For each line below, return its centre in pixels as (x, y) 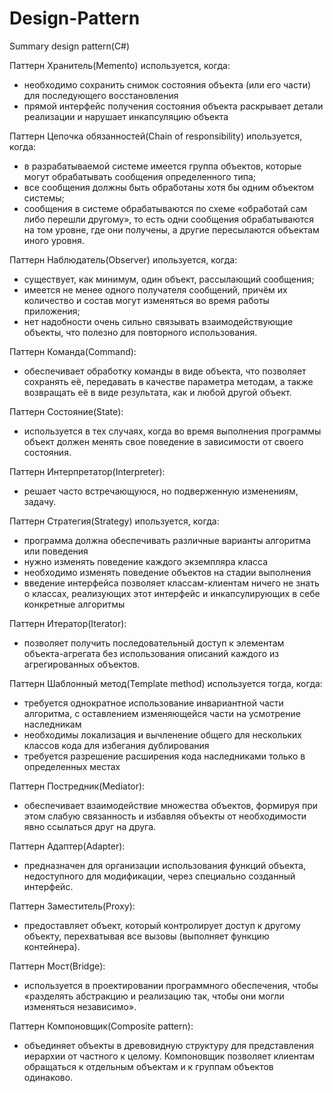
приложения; (52, 311)
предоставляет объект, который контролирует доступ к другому (162, 925)
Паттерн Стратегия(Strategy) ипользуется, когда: (114, 521)
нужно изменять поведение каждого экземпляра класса (146, 561)
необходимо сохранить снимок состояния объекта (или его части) (167, 84)
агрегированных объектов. (82, 664)
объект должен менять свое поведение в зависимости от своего (163, 441)
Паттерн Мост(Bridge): (57, 966)
